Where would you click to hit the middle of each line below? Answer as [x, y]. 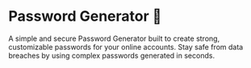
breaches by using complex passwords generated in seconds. [112, 55]
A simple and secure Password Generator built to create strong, [114, 38]
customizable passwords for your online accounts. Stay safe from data [126, 46]
